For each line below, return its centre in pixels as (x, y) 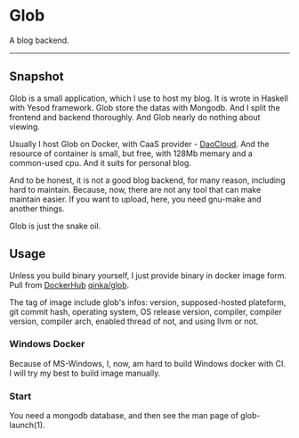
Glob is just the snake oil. (55, 226)
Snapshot (36, 77)
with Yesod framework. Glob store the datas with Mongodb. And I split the (145, 107)
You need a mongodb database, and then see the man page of (124, 416)
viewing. (24, 127)
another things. (37, 208)
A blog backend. (39, 40)
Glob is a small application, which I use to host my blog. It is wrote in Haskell (149, 98)
